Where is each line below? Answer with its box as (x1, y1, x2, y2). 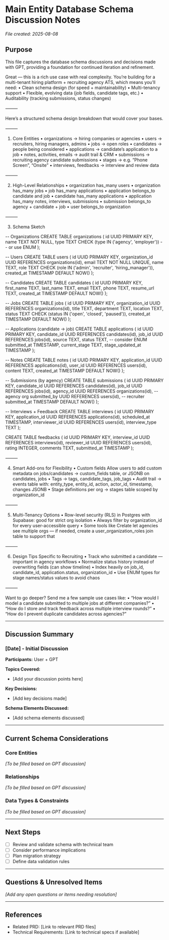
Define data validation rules (12, 858, 69, 864)
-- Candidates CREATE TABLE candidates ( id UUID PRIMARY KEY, (5, 279, 143, 286)
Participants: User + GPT (5, 656, 59, 663)
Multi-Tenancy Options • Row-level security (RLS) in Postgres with (12, 512, 150, 518)
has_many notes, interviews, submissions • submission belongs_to (12, 198, 151, 204)
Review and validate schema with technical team (12, 841, 114, 848)
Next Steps (5, 828, 41, 836)
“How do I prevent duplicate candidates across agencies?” (5, 611, 127, 617)
